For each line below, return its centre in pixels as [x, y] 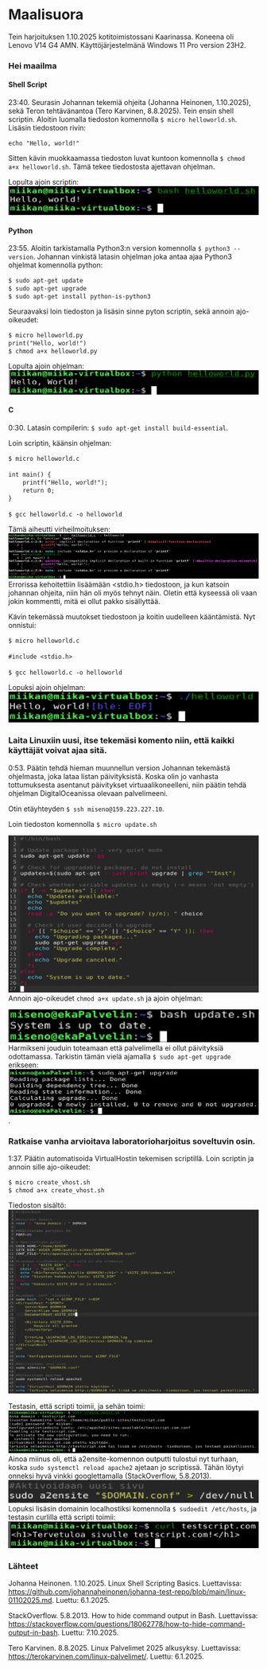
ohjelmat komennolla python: [56, 265]
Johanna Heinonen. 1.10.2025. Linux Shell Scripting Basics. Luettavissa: [125, 1583]
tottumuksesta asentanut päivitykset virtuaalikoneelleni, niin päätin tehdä [128, 785]
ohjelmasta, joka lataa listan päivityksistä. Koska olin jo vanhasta [113, 776]
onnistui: [22, 625]
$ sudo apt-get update [46, 281]
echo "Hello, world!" [44, 144]
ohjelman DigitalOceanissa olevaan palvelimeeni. [88, 793]
